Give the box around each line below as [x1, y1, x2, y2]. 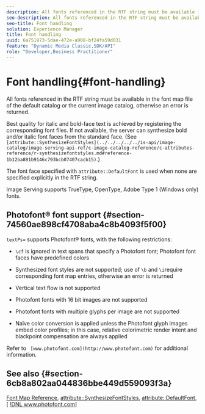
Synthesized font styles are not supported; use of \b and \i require [15, 266, 183, 273]
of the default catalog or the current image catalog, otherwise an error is [6, 101, 189, 109]
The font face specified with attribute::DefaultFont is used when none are [6, 167, 197, 175]
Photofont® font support [6, 210, 101, 220]
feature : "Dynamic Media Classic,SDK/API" [6, 43, 116, 49]
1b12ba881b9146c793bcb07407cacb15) [6, 156, 97, 162]
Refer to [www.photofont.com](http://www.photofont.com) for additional [6, 344, 188, 352]
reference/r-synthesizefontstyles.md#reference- [6, 150, 132, 156]
